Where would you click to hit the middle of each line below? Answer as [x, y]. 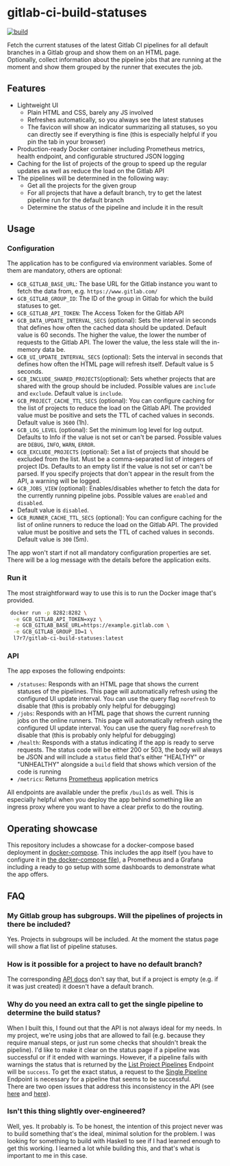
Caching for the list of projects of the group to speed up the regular [112, 164]
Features [26, 88]
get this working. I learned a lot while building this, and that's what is [104, 1148]
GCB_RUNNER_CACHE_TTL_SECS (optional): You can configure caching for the [119, 517]
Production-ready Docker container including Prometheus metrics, [111, 148]
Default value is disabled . [53, 511]
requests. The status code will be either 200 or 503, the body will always [119, 750]
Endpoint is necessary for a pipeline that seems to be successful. [99, 1079]
